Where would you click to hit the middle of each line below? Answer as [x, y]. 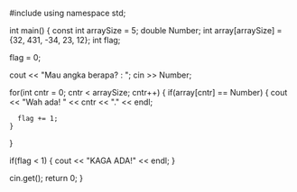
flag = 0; [25, 57]
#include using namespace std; [68, 13]
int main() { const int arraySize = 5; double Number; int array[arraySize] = [146, 30]
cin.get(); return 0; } [46, 178]
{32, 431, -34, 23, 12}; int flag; [65, 40]
